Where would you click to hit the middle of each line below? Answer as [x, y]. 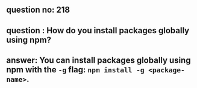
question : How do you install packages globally [98, 30]
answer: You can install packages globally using [98, 61]
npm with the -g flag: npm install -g [75, 70]
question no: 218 [38, 10]
